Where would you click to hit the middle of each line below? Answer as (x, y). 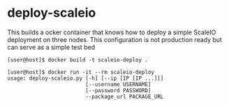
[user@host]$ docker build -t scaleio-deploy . (78, 60)
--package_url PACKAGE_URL (124, 97)
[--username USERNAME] (118, 84)
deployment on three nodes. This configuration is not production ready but (114, 39)
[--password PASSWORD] (118, 90)
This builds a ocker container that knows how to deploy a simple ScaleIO (112, 32)
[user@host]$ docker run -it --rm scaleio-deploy (81, 72)
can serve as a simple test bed (51, 47)
